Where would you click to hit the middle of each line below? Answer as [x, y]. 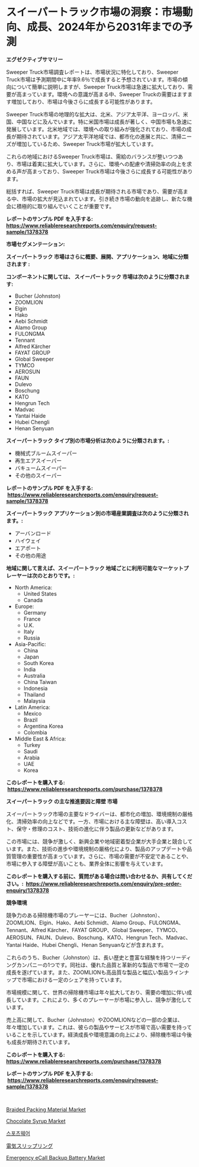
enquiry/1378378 [28, 890]
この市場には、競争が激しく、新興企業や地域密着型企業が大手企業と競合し [97, 841]
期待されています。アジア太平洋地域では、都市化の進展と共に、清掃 [99, 136]
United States [40, 593]
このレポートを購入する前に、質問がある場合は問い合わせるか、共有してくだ [99, 876]
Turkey [32, 745]
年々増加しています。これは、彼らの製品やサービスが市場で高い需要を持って [99, 1027]
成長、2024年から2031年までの [105, 27]
